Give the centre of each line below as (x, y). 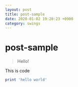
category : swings (23, 23)
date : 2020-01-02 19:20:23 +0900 (39, 19)
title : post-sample (25, 14)
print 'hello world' (26, 80)
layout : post (18, 10)
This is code (17, 71)
